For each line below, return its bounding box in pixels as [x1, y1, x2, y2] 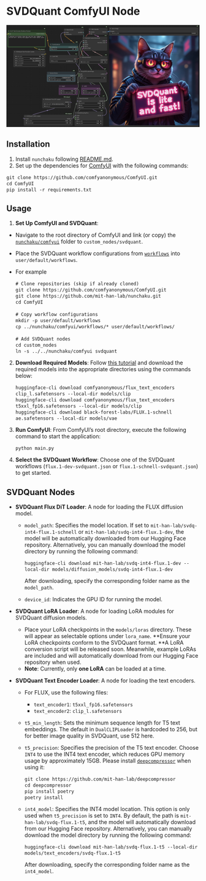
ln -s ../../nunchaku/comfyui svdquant [15, 348, 118, 355]
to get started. [15, 469, 51, 477]
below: [15, 372, 32, 380]
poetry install [24, 794, 63, 801]
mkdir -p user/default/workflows [15, 318, 101, 324]
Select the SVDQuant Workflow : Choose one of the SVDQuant [15, 456, 175, 464]
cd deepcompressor [24, 782, 72, 789]
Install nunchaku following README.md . [15, 155, 113, 163]
